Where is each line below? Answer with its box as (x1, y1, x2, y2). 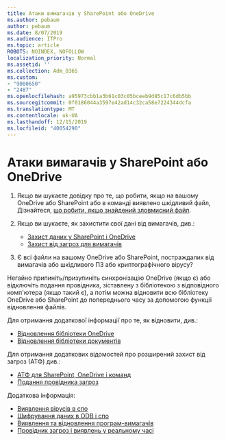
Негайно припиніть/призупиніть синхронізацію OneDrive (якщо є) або (7, 274, 211, 282)
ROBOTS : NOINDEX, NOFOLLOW (7, 49, 84, 56)
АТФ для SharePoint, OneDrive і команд (16, 371, 131, 379)
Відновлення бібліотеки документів (16, 337, 121, 345)
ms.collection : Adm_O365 (7, 67, 78, 74)
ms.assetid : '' (7, 61, 51, 68)
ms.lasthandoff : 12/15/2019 (7, 118, 88, 126)
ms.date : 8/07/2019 (7, 29, 63, 36)
